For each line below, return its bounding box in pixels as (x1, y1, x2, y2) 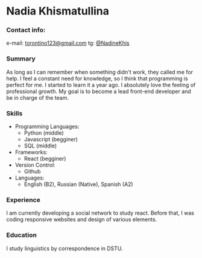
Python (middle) (24, 129, 65, 137)
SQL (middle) (24, 142, 57, 149)
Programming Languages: (14, 123, 80, 131)
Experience (6, 196, 40, 204)
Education (6, 231, 37, 239)
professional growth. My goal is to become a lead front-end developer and (6, 88, 191, 95)
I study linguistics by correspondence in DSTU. (6, 245, 123, 252)
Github (24, 168, 41, 175)
